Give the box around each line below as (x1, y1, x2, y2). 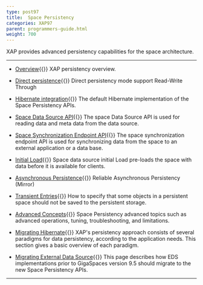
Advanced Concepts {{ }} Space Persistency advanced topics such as (14, 211, 187, 218)
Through (14, 84, 37, 91)
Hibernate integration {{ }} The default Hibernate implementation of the (14, 95, 189, 103)
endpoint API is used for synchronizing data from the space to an (14, 138, 178, 145)
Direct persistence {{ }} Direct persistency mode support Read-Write (14, 77, 183, 85)
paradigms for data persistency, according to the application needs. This (14, 235, 196, 243)
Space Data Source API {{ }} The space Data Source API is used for (14, 113, 180, 121)
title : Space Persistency (6, 15, 74, 21)
